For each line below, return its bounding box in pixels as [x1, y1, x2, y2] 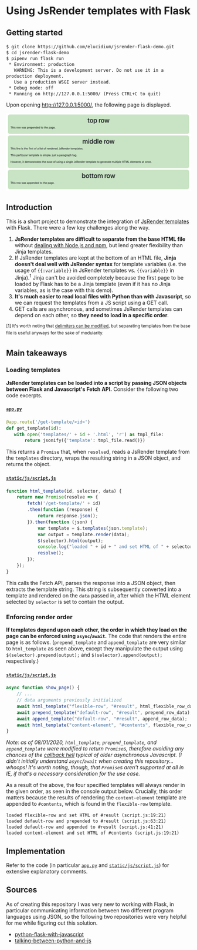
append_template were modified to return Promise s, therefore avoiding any [6, 745, 184, 752]
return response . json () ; [37, 513, 98, 519]
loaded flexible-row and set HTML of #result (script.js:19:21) [6, 812, 167, 819]
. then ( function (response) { [27, 507, 98, 513]
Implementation [6, 846, 66, 856]
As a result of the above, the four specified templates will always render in [6, 782, 185, 789]
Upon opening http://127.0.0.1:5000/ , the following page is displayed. [6, 101, 171, 108]
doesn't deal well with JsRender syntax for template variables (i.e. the [14, 260, 186, 267]
